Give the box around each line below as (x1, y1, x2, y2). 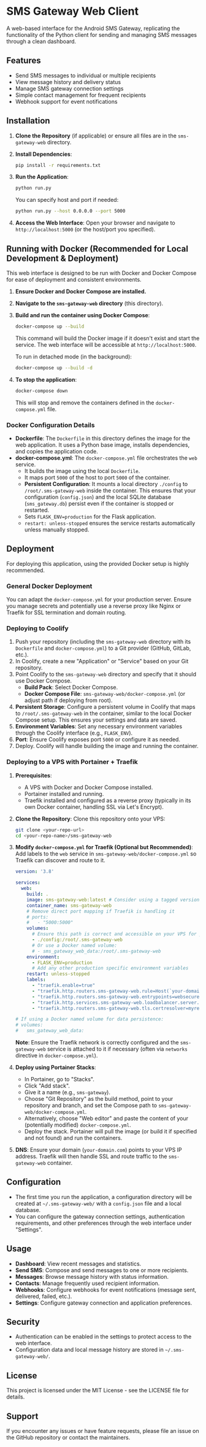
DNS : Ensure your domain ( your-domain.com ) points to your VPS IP (15, 1146, 182, 1153)
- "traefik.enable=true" (31, 982, 96, 989)
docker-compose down (15, 388, 68, 394)
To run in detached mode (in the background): (15, 353, 132, 360)
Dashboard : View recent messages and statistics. (15, 1260, 142, 1267)
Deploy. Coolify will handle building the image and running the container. (15, 743, 199, 750)
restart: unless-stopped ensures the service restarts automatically (24, 519, 196, 527)
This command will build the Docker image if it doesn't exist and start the (15, 334, 200, 342)
